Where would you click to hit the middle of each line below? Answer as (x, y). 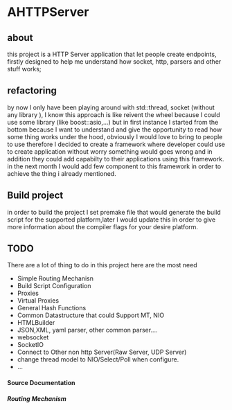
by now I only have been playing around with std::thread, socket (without (111, 107)
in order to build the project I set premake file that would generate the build (114, 212)
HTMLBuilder (36, 323)
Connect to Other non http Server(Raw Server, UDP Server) (102, 352)
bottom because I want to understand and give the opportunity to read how (115, 130)
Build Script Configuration (54, 286)
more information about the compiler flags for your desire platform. (103, 226)
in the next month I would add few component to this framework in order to (114, 166)
